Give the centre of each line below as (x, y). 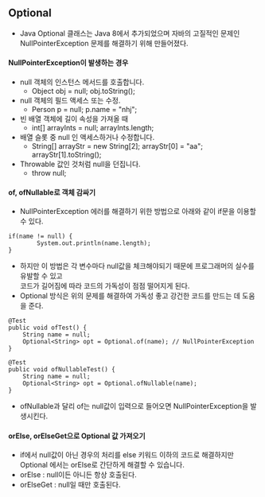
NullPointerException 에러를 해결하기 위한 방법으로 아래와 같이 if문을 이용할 (138, 212)
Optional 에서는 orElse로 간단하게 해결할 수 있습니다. (102, 465)
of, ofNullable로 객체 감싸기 (52, 192)
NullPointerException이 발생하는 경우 (68, 63)
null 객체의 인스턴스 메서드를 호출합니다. (82, 82)
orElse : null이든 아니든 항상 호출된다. (78, 475)
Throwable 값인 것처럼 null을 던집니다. (80, 164)
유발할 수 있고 (41, 276)
